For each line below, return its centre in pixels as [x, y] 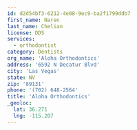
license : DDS [26, 33]
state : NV [21, 77]
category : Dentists [35, 52]
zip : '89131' [26, 84]
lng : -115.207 [33, 116]
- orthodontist [35, 45]
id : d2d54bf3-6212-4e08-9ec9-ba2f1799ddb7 [69, 13]
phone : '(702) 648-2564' [43, 90]
